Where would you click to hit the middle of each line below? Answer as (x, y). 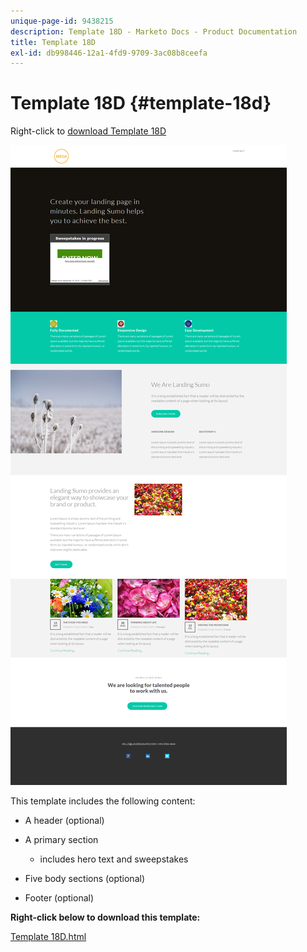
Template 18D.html (48, 937)
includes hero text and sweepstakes (114, 859)
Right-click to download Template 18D (88, 131)
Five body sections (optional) (84, 879)
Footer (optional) (59, 898)
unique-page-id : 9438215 (62, 21)
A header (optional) (64, 821)
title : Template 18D (53, 42)
